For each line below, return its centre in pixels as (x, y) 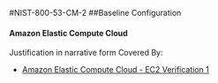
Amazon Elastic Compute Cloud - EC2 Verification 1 (115, 70)
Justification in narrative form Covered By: (86, 53)
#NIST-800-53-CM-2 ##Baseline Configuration (95, 13)
